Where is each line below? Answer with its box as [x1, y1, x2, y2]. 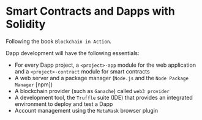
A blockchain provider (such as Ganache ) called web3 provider [14, 87, 170, 94]
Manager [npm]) [14, 81, 53, 88]
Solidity [6, 17, 46, 31]
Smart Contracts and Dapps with [6, 4, 175, 18]
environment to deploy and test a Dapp [14, 100, 113, 108]
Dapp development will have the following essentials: [6, 49, 140, 56]
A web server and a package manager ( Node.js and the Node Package [14, 74, 189, 81]
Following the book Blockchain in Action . [6, 37, 111, 45]
